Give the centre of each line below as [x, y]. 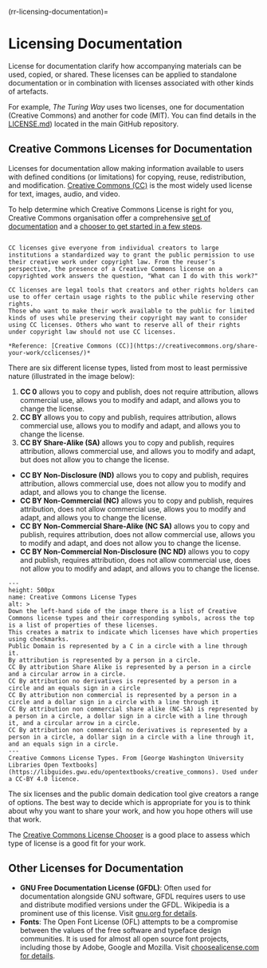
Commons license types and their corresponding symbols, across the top [132, 618]
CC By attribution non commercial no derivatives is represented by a [128, 730]
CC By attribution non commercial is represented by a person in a [123, 695]
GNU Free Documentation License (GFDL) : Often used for [115, 887]
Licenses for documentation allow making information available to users [126, 168]
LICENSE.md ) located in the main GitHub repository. [94, 124]
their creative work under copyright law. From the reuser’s [112, 262]
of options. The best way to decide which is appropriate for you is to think [130, 802]
